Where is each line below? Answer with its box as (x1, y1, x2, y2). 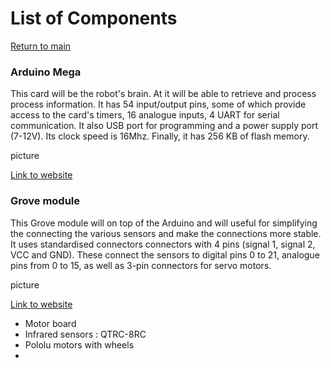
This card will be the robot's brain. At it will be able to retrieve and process (10, 88, 317, 100)
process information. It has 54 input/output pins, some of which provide (10, 98, 307, 111)
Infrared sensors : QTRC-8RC (24, 328, 147, 340)
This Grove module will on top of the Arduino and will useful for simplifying (10, 217, 318, 229)
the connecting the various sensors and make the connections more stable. (10, 227, 322, 239)
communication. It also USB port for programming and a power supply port (10, 120, 319, 132)
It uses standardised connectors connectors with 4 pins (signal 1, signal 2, (10, 238, 316, 250)
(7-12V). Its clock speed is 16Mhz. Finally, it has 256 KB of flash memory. (10, 130, 310, 142)
